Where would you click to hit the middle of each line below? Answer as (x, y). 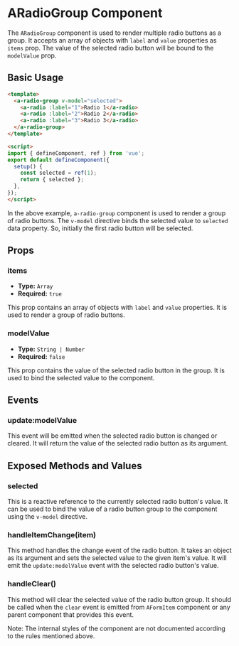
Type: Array (35, 286)
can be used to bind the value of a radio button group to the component (112, 509)
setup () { (28, 166)
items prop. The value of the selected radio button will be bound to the (111, 48)
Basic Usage (36, 78)
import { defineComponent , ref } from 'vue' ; (76, 153)
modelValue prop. (32, 55)
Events (23, 400)
